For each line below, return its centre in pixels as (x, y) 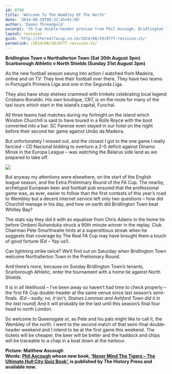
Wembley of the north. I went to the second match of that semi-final (77, 324)
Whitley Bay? (19, 209)
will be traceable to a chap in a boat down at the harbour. (66, 340)
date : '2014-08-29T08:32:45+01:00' (43, 19)
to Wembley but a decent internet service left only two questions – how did (84, 199)
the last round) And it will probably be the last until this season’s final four (83, 303)
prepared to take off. (27, 157)
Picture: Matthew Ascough (35, 350)
